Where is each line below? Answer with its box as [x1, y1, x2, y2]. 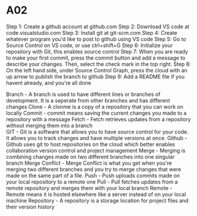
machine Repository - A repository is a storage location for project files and [6, 197, 189, 204]
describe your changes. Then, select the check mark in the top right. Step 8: [6, 60, 191, 68]
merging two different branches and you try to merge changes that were [6, 165, 181, 172]
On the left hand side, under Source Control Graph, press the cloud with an [6, 67, 188, 74]
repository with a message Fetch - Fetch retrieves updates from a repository [6, 115, 191, 122]
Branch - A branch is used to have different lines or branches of [6, 91, 161, 98]
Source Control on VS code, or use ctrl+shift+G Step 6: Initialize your [6, 42, 173, 49]
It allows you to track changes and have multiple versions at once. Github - [6, 134, 188, 141]
